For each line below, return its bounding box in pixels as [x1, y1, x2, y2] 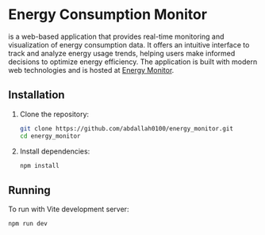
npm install [19, 161, 60, 169]
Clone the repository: [19, 109, 90, 119]
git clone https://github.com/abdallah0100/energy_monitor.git [19, 124, 234, 132]
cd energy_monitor [19, 132, 81, 140]
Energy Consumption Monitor [8, 6, 208, 24]
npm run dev [8, 220, 48, 228]
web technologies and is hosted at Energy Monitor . [8, 65, 175, 74]
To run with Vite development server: [8, 204, 129, 214]
